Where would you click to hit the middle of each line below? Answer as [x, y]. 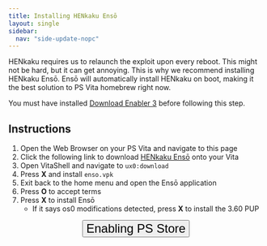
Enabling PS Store [136, 229]
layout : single [34, 24]
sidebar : [23, 31]
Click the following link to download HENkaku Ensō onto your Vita [129, 157]
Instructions [40, 129]
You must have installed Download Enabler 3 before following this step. [127, 103]
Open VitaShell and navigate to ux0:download [94, 166]
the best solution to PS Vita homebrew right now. [90, 88]
